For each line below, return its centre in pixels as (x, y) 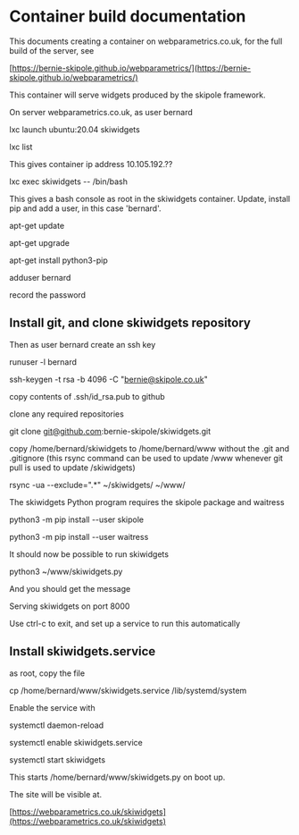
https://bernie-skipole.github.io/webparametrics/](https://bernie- (132, 68)
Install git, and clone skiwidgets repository (130, 323)
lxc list (21, 147)
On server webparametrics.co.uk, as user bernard (101, 112)
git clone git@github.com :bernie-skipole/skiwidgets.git (110, 431)
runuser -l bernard (43, 362)
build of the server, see (52, 50)
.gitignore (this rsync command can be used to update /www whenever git (146, 458)
